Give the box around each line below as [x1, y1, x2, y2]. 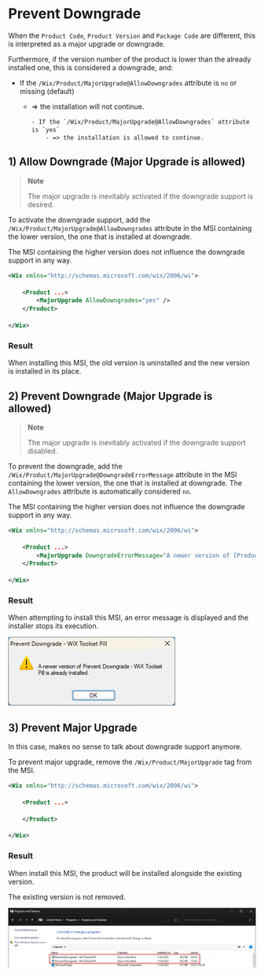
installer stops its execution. [8, 621, 99, 631]
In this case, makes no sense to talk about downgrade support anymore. [8, 742, 242, 751]
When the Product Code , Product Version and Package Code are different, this [8, 31, 256, 40]
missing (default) [19, 86, 75, 95]
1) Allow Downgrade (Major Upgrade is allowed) [8, 155, 246, 169]
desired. [27, 199, 55, 209]
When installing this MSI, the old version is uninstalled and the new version [8, 358, 250, 367]
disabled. [27, 446, 57, 456]
